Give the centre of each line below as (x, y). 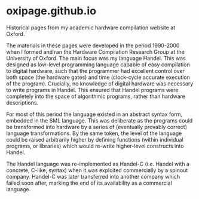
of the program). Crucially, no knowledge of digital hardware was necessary (100, 83)
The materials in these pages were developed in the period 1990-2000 (93, 45)
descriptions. (22, 102)
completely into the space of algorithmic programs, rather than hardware (96, 96)
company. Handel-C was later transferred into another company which (93, 176)
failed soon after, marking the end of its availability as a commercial (89, 183)
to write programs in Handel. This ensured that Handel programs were (92, 90)
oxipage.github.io (51, 11)
